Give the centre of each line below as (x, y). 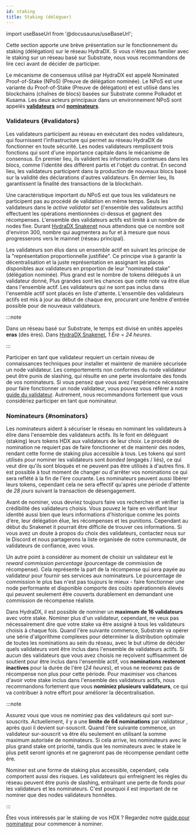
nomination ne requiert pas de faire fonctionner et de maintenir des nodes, (96, 448)
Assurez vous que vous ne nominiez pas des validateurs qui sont (84, 715)
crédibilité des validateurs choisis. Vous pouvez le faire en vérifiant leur (92, 508)
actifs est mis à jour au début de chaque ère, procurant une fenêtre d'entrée (98, 300)
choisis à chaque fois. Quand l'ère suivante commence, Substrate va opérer (97, 631)
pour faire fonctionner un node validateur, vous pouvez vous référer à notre (97, 388)
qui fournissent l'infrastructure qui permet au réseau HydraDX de (84, 140)
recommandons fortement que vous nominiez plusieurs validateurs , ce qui (97, 686)
